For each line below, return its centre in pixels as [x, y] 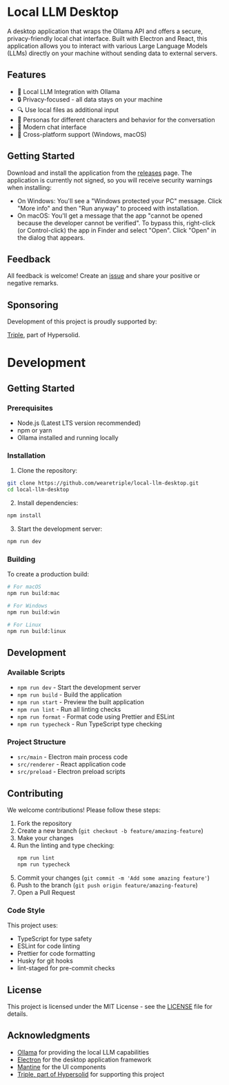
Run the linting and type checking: [66, 846]
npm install [24, 516]
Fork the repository [44, 824]
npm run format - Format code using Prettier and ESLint [96, 717]
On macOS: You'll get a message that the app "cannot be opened [110, 216]
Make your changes [45, 838]
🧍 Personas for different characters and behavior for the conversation [116, 120]
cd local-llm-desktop [38, 490]
